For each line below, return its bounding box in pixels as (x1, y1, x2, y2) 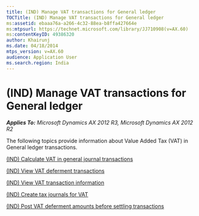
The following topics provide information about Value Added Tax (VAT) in (6, 138, 189, 145)
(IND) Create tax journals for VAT (6, 191, 89, 198)
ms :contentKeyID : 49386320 (6, 32, 75, 38)
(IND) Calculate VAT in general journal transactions (6, 156, 133, 163)
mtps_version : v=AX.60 (6, 49, 64, 55)
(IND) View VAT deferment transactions (6, 167, 105, 175)
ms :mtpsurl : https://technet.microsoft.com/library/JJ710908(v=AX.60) (6, 26, 189, 32)
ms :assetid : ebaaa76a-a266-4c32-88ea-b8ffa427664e (6, 20, 137, 26)
